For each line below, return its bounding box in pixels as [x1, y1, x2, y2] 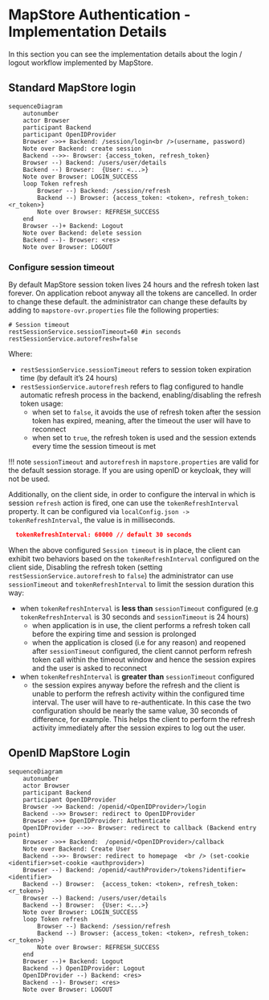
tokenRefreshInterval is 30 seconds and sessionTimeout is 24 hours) [19, 612, 249, 622]
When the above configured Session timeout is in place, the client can [8, 545, 241, 555]
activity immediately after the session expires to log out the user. [31, 723, 247, 733]
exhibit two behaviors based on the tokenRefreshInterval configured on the [8, 553, 259, 563]
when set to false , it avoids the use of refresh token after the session [31, 407, 261, 417]
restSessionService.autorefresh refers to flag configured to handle [19, 382, 244, 391]
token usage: [19, 399, 63, 409]
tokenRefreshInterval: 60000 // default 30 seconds [15, 531, 193, 539]
